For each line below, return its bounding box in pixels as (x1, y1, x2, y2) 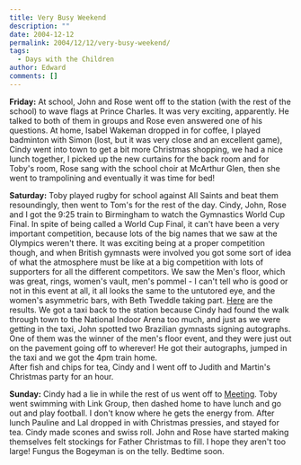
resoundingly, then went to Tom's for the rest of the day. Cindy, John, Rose (9, 199, 288, 210)
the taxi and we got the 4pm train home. (9, 352, 158, 363)
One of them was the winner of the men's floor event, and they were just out (9, 333, 292, 344)
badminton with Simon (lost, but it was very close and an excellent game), (9, 134, 283, 145)
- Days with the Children (17, 55, 115, 64)
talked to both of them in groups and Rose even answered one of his (9, 115, 263, 126)
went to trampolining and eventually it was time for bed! (9, 172, 216, 183)
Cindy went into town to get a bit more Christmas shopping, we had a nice (9, 144, 284, 154)
